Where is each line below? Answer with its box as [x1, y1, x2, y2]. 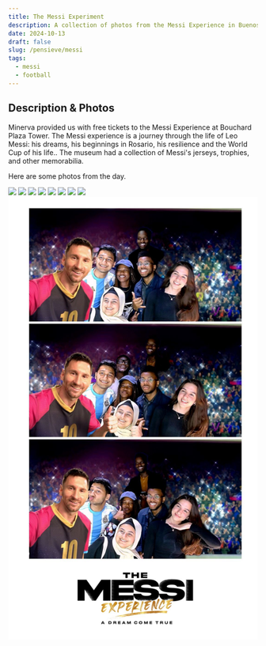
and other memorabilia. [8, 156, 85, 165]
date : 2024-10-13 [8, 29, 66, 37]
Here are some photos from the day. [8, 171, 127, 181]
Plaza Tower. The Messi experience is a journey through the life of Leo [8, 130, 238, 140]
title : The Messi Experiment [8, 13, 104, 21]
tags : [8, 55, 26, 62]
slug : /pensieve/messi [8, 46, 83, 55]
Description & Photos [8, 101, 115, 115]
